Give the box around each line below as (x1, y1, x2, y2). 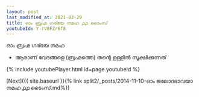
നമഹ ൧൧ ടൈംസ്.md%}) (6, 84, 70, 92)
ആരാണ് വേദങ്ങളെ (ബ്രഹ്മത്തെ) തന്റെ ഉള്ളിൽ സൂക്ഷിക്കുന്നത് (14, 54, 167, 61)
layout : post (6, 8, 39, 15)
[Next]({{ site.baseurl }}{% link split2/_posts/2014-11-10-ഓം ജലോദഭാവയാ (6, 77, 193, 84)
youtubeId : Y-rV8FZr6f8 (6, 25, 66, 32)
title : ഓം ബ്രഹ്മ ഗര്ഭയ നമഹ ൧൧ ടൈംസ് (6, 20, 108, 26)
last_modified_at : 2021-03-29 (6, 14, 83, 20)
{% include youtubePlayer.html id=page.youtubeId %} (6, 66, 141, 73)
